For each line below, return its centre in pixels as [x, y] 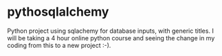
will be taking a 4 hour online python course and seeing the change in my [111, 38]
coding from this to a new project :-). [59, 45]
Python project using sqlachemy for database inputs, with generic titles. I [111, 31]
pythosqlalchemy [58, 12]
